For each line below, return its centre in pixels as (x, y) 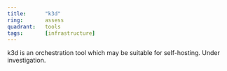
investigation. (27, 61)
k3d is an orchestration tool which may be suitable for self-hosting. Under (114, 53)
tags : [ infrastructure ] (51, 33)
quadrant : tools (34, 26)
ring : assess (36, 20)
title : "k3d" (34, 14)
